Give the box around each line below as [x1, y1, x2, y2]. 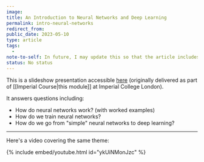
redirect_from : [6, 25, 45, 32]
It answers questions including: [6, 95, 84, 102]
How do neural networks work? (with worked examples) [15, 106, 155, 113]
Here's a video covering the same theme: [6, 137, 109, 144]
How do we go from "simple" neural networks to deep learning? [15, 119, 175, 126]
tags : [6, 43, 20, 49]
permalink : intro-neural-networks [6, 20, 94, 26]
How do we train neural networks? [15, 113, 101, 120]
